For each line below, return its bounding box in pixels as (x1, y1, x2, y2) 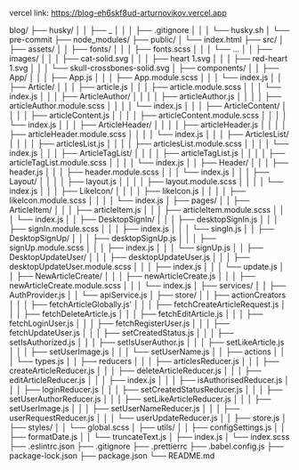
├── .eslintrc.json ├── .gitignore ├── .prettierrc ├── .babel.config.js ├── (9, 441, 284, 451)
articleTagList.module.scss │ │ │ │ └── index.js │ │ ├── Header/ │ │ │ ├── (9, 158, 289, 167)
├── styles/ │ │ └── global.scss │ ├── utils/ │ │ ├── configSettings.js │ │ (9, 422, 287, 433)
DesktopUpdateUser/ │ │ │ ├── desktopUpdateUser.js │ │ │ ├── (9, 252, 251, 262)
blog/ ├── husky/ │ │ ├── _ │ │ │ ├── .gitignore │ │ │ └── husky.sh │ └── (9, 25, 290, 35)
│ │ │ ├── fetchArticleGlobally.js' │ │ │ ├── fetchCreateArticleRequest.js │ (9, 299, 287, 310)
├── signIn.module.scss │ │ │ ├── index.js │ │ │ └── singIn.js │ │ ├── (9, 223, 275, 234)
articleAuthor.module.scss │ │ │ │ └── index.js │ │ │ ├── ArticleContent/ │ (9, 101, 287, 110)
